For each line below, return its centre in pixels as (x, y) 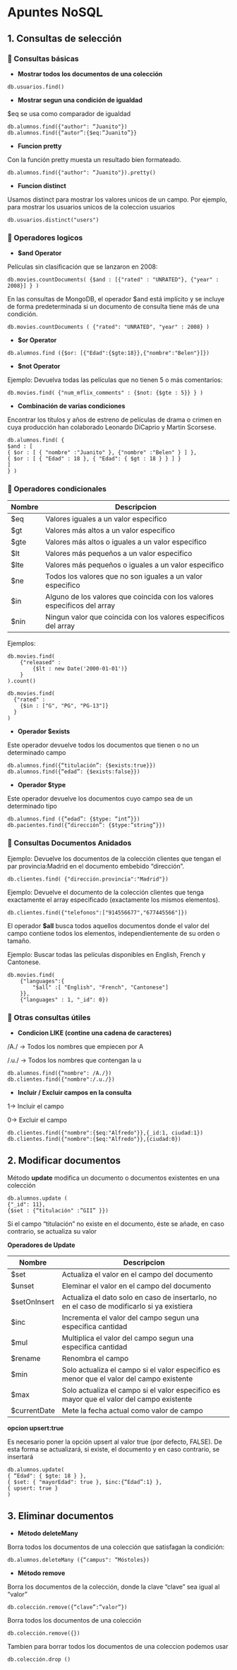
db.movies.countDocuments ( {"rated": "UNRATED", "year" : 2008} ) (109, 327)
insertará (20, 1456)
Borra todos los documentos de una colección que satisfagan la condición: (116, 1547)
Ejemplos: (22, 644)
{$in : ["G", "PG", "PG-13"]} (65, 706)
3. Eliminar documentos (61, 1516)
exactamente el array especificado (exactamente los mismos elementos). (114, 900)
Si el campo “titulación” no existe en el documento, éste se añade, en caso (116, 1224)
